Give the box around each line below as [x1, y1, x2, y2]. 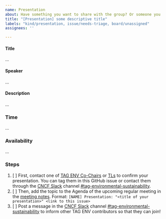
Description [5, 90, 30, 96]
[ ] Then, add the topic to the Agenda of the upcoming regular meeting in [12, 188, 161, 194]
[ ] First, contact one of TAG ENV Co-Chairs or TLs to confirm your [12, 172, 149, 178]
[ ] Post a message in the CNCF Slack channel [12, 203, 107, 209]
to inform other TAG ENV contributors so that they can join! [40, 208, 161, 214]
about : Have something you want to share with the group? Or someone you [5, 12, 161, 17]
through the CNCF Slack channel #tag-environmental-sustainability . [12, 183, 151, 189]
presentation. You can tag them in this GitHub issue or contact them [12, 177, 151, 184]
